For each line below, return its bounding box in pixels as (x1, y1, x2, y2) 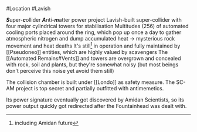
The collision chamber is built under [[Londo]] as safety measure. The (6, 79, 175, 86)
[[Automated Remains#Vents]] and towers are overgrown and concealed (6, 55, 181, 62)
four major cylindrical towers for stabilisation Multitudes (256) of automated (6, 23, 189, 29)
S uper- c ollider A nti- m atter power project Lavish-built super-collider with (6, 16, 182, 23)
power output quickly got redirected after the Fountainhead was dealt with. (6, 102, 187, 109)
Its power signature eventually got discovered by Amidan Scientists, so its (6, 96, 185, 103)
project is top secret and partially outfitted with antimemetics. (15, 84, 164, 92)
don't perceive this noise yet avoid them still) (6, 67, 114, 74)
